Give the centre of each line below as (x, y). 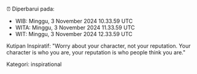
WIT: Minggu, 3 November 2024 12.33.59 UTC (74, 34)
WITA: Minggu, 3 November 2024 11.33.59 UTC (75, 28)
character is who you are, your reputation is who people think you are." (96, 52)
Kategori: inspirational (34, 64)
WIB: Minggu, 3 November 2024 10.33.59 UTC (74, 21)
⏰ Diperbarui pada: (31, 9)
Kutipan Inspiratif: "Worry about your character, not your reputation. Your (98, 46)
